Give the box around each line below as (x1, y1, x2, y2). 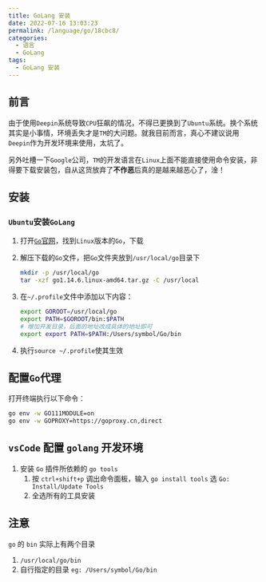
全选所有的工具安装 (31, 490, 96, 500)
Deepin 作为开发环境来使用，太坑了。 (8, 137, 128, 148)
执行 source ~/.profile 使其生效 (19, 345, 124, 355)
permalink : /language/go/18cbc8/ (8, 26, 120, 34)
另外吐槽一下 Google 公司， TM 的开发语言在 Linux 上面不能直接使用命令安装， (8, 155, 252, 164)
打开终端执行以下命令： (8, 394, 85, 403)
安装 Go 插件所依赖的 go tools (19, 464, 118, 473)
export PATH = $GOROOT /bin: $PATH (19, 315, 125, 323)
